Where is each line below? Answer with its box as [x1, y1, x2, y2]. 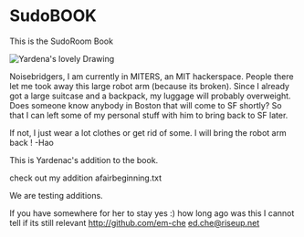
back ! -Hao [9, 137, 55, 148]
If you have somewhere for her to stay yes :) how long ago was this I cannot [9, 207, 295, 219]
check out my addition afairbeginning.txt [9, 172, 162, 183]
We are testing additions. [9, 190, 103, 201]
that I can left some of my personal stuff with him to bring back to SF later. [9, 109, 288, 120]
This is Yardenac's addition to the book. [9, 154, 159, 165]
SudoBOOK [9, 5, 98, 26]
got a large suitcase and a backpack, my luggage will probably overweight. [9, 90, 291, 101]
